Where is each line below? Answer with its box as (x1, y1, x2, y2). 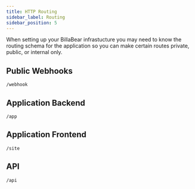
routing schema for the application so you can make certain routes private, (6, 42, 190, 49)
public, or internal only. (6, 49, 63, 56)
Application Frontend (6, 130, 86, 140)
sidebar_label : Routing (6, 14, 66, 20)
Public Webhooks (6, 66, 73, 76)
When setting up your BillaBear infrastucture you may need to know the (6, 36, 182, 43)
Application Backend (6, 97, 85, 108)
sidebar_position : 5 (6, 20, 58, 26)
